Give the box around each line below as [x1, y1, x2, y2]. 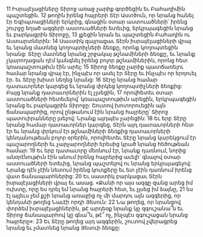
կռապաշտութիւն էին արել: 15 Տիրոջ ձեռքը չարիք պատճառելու [6, 63, 184, 70]
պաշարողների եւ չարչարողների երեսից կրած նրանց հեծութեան [6, 141, 189, 147]
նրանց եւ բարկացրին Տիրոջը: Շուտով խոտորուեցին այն [6, 102, 166, 108]
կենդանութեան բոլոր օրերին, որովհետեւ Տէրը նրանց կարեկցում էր [6, 134, 196, 141]
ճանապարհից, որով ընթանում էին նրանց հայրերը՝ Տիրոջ [6, 108, 169, 115]
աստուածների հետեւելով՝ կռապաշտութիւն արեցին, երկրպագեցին [6, 95, 196, 102]
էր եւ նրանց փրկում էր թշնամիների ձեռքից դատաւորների [6, 127, 171, 135]
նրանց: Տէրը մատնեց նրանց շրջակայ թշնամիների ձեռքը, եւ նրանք [6, 50, 196, 57]
